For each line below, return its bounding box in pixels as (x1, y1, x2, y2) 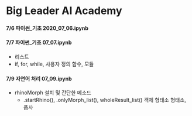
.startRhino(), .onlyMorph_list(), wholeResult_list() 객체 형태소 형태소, (23, 97, 186, 104)
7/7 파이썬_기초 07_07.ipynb (6, 39, 72, 46)
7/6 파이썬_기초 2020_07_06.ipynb (6, 25, 89, 32)
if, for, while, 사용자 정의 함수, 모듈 (14, 60, 94, 67)
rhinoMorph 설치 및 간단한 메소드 (14, 89, 92, 96)
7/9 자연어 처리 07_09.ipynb (6, 75, 72, 82)
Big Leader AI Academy (6, 4, 122, 18)
